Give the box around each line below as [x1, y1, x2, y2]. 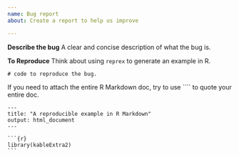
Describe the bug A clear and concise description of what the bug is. [7, 43, 211, 51]
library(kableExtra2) [7, 141, 72, 148]
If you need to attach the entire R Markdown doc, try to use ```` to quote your [7, 82, 232, 91]
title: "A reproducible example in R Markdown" [7, 110, 152, 117]
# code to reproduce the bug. [7, 70, 98, 77]
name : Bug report [7, 10, 59, 18]
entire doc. [7, 90, 39, 99]
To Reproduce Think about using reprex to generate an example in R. [7, 56, 211, 65]
